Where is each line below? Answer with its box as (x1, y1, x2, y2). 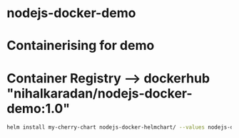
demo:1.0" (6, 100, 71, 117)
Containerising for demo (6, 38, 155, 54)
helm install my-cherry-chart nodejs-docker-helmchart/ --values (6, 124, 205, 131)
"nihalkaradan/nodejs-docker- (6, 85, 193, 101)
